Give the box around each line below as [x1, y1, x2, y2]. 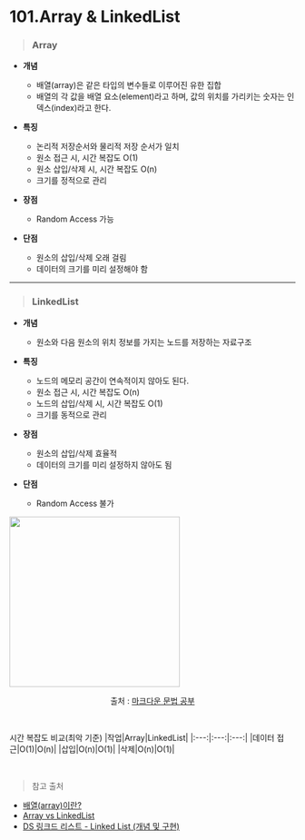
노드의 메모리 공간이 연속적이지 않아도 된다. [35, 375, 190, 386]
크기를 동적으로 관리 [35, 409, 107, 420]
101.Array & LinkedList [9, 6, 181, 27]
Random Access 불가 [35, 498, 115, 509]
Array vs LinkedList [22, 810, 95, 821]
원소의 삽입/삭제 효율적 [35, 448, 118, 459]
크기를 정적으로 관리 [35, 175, 107, 186]
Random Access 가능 [35, 213, 115, 224]
